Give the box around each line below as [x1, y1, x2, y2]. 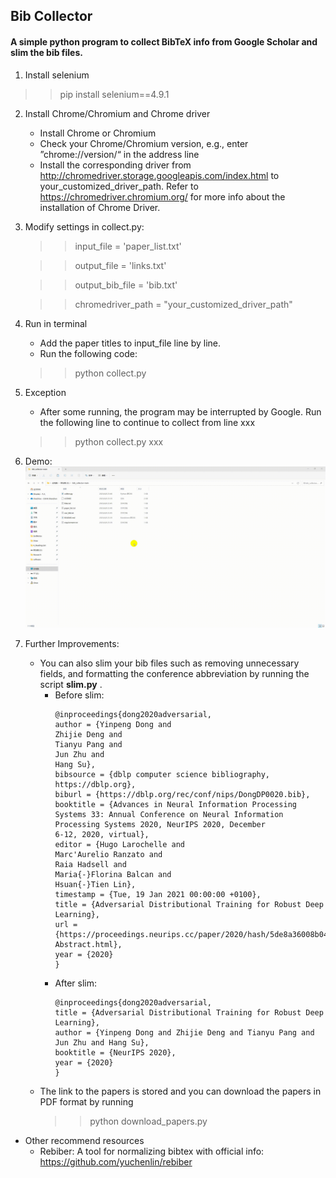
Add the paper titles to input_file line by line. [39, 337, 222, 349]
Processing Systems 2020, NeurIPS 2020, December [54, 820, 266, 830]
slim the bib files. [10, 46, 83, 58]
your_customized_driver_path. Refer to [39, 180, 199, 192]
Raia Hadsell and [54, 860, 127, 870]
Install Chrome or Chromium [39, 127, 157, 139]
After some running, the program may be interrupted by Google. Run [39, 405, 322, 418]
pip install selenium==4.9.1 [59, 88, 170, 100]
